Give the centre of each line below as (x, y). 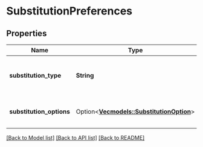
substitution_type (35, 75)
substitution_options (40, 111)
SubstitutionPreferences (69, 11)
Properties (27, 33)
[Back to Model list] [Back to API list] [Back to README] (76, 138)
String (85, 75)
